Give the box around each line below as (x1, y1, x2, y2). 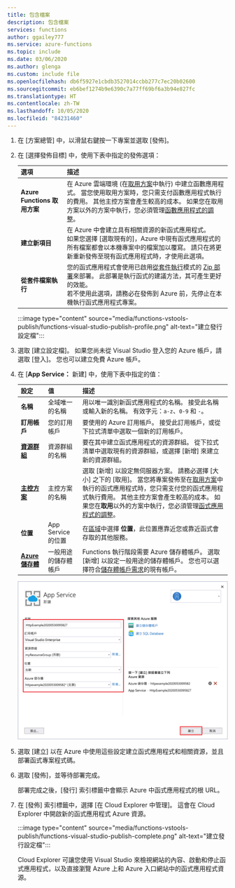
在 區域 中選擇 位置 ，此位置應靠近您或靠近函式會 (82, 524, 219, 533)
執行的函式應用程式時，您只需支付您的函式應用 (82, 484, 218, 493)
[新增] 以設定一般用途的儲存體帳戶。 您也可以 (82, 556, 213, 564)
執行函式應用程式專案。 (73, 298, 141, 307)
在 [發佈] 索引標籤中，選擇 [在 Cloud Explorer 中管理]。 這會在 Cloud (17, 801, 215, 809)
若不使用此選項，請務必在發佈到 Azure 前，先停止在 (66, 289, 216, 298)
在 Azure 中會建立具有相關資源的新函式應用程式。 (66, 225, 210, 234)
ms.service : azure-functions (7, 41, 92, 48)
